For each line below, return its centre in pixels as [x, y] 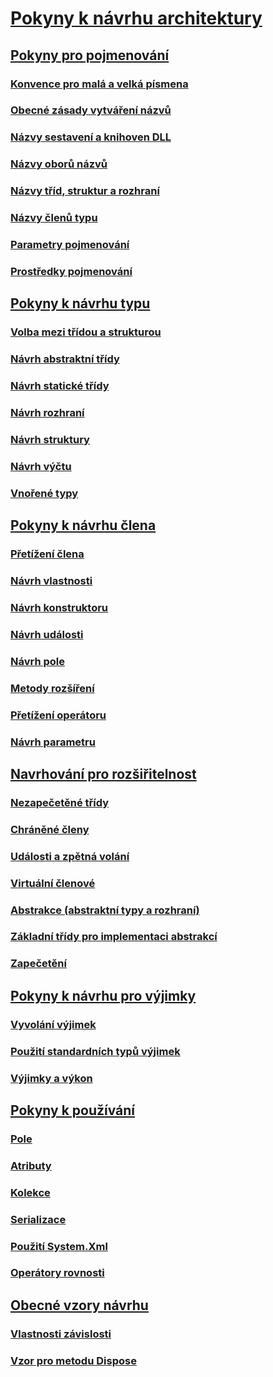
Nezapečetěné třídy [60, 802]
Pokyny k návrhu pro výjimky [103, 995]
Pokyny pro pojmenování [90, 55]
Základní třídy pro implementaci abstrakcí [114, 937]
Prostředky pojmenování [71, 271]
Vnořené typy [44, 493]
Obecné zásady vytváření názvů [91, 110]
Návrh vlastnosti [51, 581]
